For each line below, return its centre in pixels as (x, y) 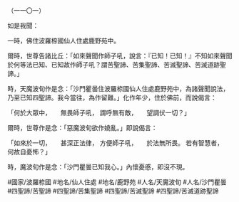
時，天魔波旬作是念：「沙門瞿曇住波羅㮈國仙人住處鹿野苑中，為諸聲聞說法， (118, 89)
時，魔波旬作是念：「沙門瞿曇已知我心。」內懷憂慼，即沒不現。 (98, 167)
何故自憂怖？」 (29, 152)
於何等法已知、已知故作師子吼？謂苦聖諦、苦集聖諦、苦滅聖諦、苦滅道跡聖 (117, 65)
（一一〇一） (26, 10)
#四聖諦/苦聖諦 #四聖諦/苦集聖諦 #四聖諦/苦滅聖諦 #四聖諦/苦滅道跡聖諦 (113, 191)
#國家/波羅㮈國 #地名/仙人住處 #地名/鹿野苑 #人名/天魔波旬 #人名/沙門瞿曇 (117, 182)
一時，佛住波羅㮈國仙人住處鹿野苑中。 (63, 41)
